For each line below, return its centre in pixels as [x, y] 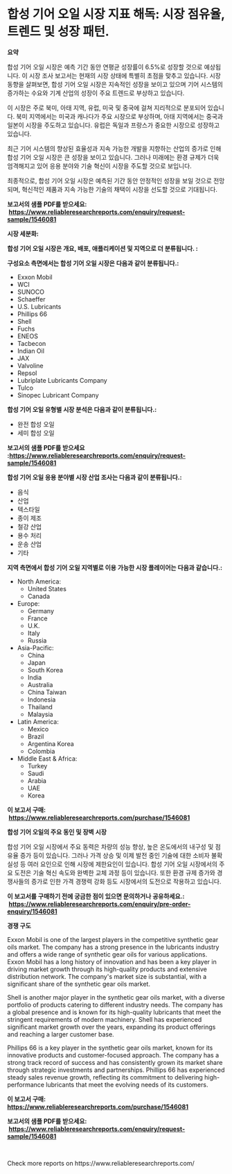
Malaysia [40, 714]
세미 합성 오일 [36, 433]
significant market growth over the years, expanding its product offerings [111, 1027]
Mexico [38, 729]
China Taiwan [47, 692]
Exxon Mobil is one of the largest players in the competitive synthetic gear [113, 939]
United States [47, 588]
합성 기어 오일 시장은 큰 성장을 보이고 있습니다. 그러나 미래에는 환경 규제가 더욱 [113, 157]
